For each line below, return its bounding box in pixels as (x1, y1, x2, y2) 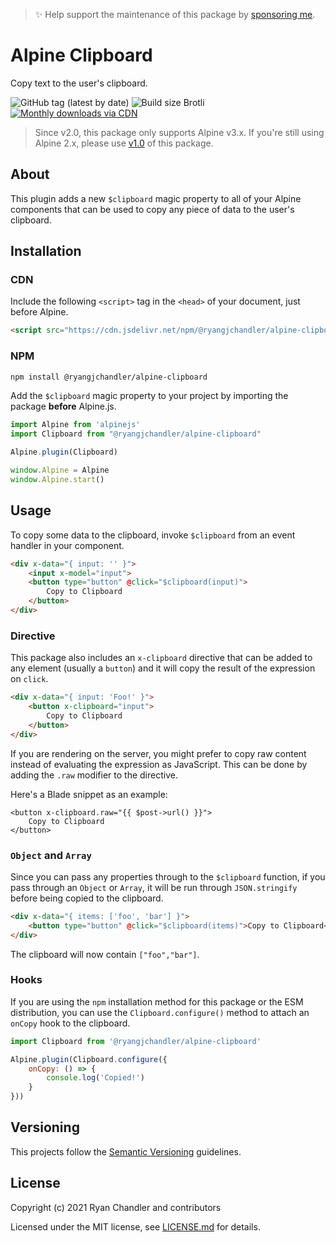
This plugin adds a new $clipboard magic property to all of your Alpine (10, 192, 302, 204)
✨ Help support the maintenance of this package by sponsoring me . (34, 9, 316, 20)
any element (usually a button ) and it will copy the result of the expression (10, 662, 316, 674)
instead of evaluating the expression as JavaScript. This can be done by (10, 758, 308, 770)
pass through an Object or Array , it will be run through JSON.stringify (10, 881, 298, 893)
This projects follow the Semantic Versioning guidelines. (10, 1145, 242, 1158)
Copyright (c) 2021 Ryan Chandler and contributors (10, 1201, 222, 1213)
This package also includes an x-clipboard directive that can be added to (10, 652, 313, 664)
